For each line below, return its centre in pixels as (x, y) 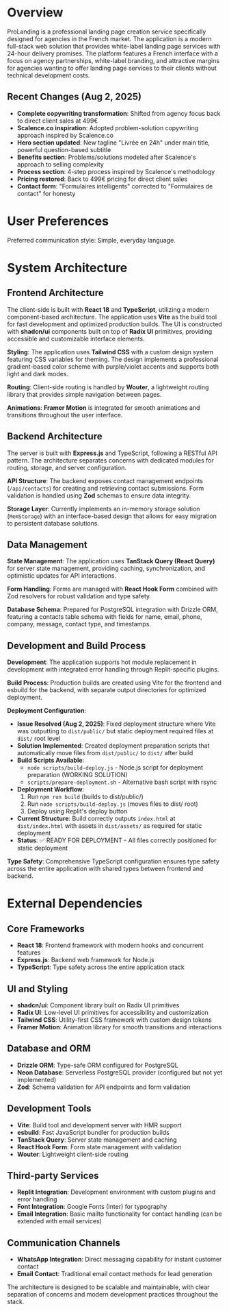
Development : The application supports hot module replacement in (102, 662)
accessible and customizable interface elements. (76, 339)
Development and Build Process (77, 646)
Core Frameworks (46, 929)
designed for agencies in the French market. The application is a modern (109, 38)
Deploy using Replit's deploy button (77, 811)
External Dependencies (75, 904)
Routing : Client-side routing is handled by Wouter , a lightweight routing (108, 387)
